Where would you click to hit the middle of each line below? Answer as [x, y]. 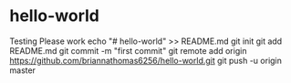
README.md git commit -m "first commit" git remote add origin [128, 50]
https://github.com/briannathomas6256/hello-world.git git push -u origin [146, 60]
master [23, 70]
